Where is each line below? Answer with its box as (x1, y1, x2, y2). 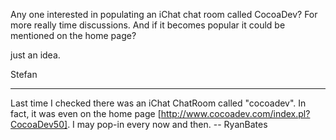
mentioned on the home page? (10, 30, 137, 41)
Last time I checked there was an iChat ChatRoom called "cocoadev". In (10, 97, 307, 109)
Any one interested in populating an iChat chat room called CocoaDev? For (10, 9, 318, 20)
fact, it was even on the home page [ (10, 108, 162, 119)
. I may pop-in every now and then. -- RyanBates (67, 119, 268, 130)
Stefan (10, 69, 38, 80)
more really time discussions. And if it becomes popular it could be (10, 19, 286, 31)
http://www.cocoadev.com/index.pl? (160, 108, 311, 119)
